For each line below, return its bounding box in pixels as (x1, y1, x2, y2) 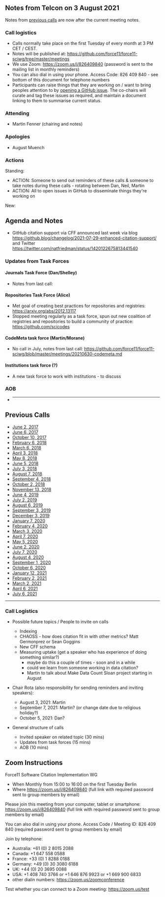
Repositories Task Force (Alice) (5, 292, 70, 298)
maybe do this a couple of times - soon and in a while (27, 660, 136, 665)
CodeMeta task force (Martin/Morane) (5, 335, 85, 341)
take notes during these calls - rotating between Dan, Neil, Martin (12, 183, 145, 188)
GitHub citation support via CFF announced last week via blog (12, 230, 138, 236)
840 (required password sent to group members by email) (5, 826, 123, 832)
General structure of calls (12, 724, 64, 730)
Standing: (5, 168, 25, 174)
